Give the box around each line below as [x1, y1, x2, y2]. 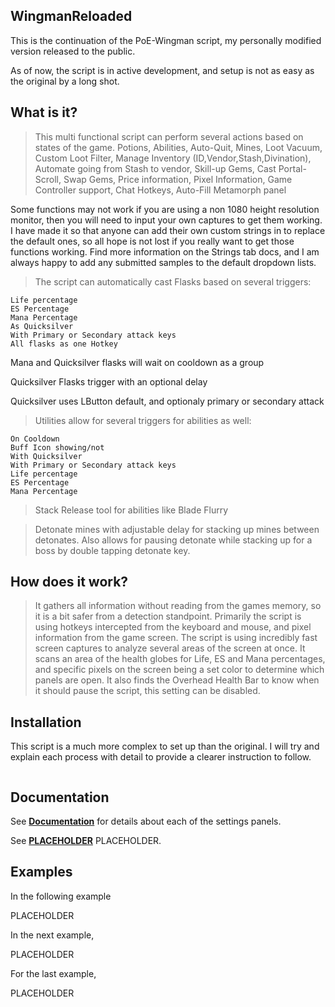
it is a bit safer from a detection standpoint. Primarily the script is [34, 610, 302, 623]
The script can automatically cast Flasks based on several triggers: [34, 275, 312, 288]
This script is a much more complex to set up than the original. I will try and [10, 740, 320, 753]
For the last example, [10, 967, 97, 979]
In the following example [10, 890, 112, 902]
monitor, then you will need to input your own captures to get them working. [10, 214, 323, 226]
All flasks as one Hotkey [10, 339, 118, 349]
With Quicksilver [10, 451, 83, 461]
